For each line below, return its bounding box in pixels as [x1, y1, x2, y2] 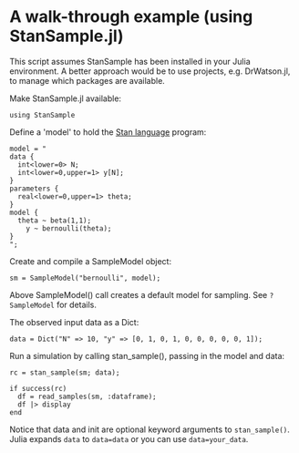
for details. [56, 299, 98, 310]
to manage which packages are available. [9, 75, 166, 86]
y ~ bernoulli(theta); [26, 223, 112, 233]
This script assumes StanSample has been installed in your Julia [9, 56, 251, 67]
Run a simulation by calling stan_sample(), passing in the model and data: [9, 350, 285, 361]
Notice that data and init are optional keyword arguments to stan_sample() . [9, 424, 290, 435]
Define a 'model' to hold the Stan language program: [9, 126, 207, 138]
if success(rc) [9, 384, 67, 393]
